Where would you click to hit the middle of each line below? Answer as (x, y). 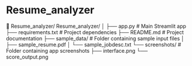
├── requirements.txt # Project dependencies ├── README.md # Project (95, 32)
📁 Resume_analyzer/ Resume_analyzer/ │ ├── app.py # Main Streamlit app (96, 26)
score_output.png (27, 57)
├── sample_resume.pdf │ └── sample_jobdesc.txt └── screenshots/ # (94, 45)
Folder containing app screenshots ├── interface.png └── (77, 50)
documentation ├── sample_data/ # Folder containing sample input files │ (95, 38)
